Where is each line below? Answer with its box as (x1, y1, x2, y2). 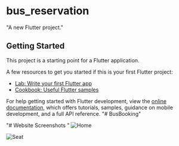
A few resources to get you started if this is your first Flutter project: (6, 68, 173, 75)
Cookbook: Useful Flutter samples (14, 86, 99, 93)
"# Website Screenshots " (6, 122, 70, 129)
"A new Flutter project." (6, 24, 64, 31)
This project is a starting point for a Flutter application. (6, 56, 140, 64)
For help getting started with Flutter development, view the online (6, 97, 167, 104)
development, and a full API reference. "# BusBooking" (6, 110, 141, 117)
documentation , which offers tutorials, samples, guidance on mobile (6, 104, 173, 111)
